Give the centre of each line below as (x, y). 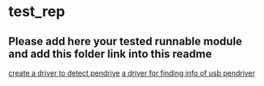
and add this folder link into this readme (110, 53)
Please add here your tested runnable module (125, 41)
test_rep (37, 12)
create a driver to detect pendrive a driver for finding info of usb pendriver (132, 73)
